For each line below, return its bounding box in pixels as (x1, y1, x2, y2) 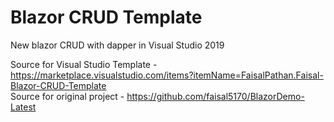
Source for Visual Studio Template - (10, 58, 158, 70)
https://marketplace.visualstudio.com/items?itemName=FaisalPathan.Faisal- (10, 69, 324, 81)
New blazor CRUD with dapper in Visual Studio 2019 (10, 39, 225, 51)
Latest (10, 101, 37, 113)
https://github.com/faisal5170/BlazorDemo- (126, 90, 305, 102)
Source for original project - (10, 90, 125, 102)
